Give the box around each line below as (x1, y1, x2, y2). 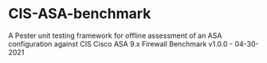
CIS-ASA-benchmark (8, 5, 151, 23)
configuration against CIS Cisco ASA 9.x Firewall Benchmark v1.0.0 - (8, 39, 234, 48)
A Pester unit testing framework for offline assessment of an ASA (8, 31, 222, 40)
